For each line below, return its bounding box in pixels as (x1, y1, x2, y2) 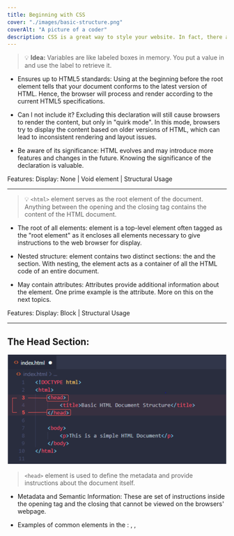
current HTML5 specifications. (17, 97, 105, 106)
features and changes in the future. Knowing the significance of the (17, 154, 212, 162)
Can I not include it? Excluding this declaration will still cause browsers (17, 110, 221, 119)
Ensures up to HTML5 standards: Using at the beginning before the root (17, 75, 224, 83)
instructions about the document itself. (24, 479, 136, 487)
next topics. (17, 296, 52, 304)
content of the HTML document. (24, 210, 117, 219)
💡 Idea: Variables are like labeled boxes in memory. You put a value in (24, 53, 224, 62)
